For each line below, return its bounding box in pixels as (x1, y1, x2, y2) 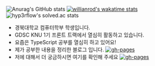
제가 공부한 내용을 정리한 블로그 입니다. (14, 46, 105, 53)
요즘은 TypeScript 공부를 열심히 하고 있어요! (14, 39, 116, 45)
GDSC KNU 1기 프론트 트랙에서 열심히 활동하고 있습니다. (14, 31, 144, 38)
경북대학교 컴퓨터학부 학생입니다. (14, 24, 90, 31)
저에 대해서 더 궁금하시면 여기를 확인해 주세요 (14, 54, 119, 60)
